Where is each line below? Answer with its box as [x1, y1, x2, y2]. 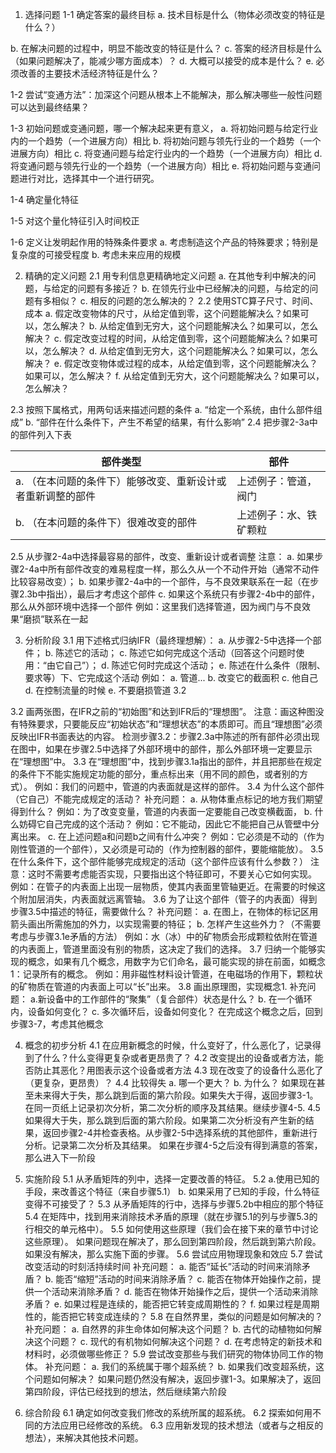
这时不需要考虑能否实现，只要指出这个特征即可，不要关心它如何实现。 [27, 868, 317, 880]
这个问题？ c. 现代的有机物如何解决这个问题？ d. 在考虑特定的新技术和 [33, 1336, 323, 1347]
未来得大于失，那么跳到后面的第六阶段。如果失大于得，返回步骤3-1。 [33, 1089, 319, 1101]
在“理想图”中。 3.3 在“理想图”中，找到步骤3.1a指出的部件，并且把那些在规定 [10, 756, 322, 767]
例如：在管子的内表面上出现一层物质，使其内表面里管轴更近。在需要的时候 [10, 881, 317, 892]
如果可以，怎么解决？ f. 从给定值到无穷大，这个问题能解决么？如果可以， [24, 370, 325, 382]
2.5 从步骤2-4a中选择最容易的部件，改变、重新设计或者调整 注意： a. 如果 [10, 551, 315, 562]
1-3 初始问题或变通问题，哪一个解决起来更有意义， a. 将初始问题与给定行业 [10, 123, 319, 134]
